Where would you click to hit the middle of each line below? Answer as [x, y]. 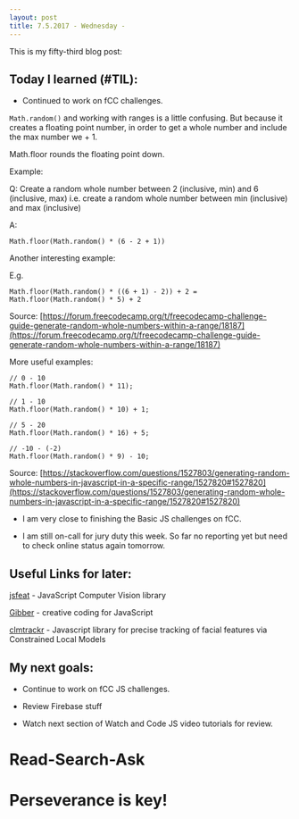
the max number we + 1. [54, 137]
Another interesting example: [62, 258]
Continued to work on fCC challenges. [92, 101]
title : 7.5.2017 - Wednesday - [67, 26]
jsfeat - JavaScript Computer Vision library [88, 596]
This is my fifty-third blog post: [66, 51]
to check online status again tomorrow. [94, 546]
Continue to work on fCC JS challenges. [96, 689]
